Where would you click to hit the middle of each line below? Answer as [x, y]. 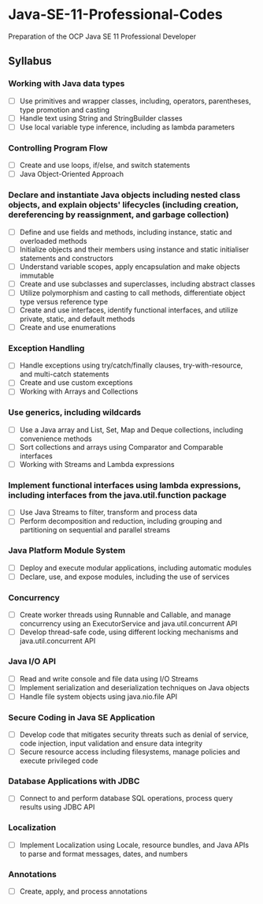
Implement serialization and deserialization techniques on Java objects [134, 687]
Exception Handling [46, 348]
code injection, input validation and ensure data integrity [111, 744]
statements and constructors [67, 258]
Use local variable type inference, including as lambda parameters [127, 127]
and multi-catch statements [64, 374]
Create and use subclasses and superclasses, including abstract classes [137, 284]
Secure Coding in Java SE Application [81, 717]
